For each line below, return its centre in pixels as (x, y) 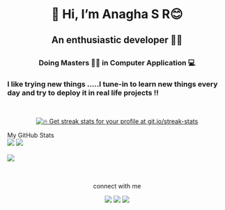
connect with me (117, 186)
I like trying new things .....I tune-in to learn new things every (113, 84)
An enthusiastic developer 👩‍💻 (117, 40)
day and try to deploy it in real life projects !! (83, 92)
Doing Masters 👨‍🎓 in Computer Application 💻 (117, 63)
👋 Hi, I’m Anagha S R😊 (117, 14)
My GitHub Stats (31, 136)
